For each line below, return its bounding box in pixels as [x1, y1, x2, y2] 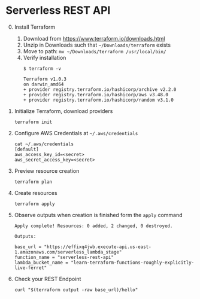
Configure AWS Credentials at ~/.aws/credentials [14, 129, 138, 136]
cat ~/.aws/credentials [14, 141, 74, 147]
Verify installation [23, 54, 66, 61]
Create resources [14, 189, 57, 196]
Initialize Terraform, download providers [14, 107, 113, 114]
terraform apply [14, 201, 55, 207]
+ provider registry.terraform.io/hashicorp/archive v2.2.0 [23, 86, 177, 93]
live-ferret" [14, 264, 47, 271]
